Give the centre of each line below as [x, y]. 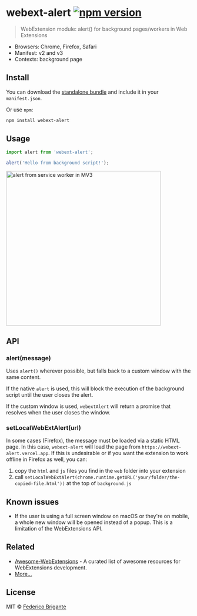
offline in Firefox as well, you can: [47, 459]
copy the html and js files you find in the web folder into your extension [100, 471]
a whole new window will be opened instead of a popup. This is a [94, 522]
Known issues [33, 502]
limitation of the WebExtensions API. [59, 528]
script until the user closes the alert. [50, 394]
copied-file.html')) [40, 484]
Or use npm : [20, 110]
